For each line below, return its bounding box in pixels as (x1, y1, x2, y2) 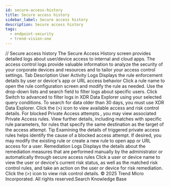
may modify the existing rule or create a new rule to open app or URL (5, 137, 151, 144)
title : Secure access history (5, 12, 70, 17)
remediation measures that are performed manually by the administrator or (5, 148, 163, 155)
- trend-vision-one (10, 36, 52, 42)
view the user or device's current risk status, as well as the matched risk (5, 159, 158, 165)
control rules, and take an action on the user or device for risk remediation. (5, 165, 163, 171)
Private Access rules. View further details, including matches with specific (5, 116, 162, 122)
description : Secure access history (5, 22, 83, 27)
